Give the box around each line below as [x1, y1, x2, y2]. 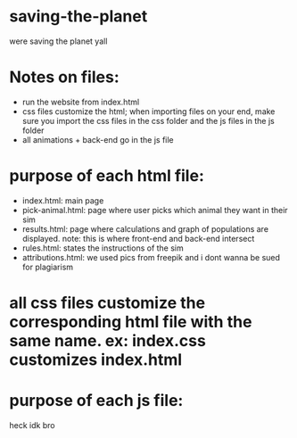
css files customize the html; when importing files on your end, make [21, 105, 276, 117]
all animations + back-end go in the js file [21, 134, 174, 145]
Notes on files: [9, 67, 120, 87]
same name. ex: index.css [9, 331, 207, 351]
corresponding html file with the [9, 312, 252, 332]
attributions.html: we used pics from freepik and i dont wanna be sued [21, 252, 281, 262]
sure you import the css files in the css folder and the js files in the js [21, 115, 275, 126]
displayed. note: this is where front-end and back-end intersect [21, 233, 255, 244]
